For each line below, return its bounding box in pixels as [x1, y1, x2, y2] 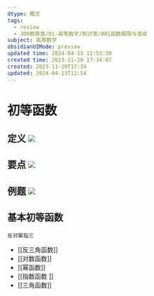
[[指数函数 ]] [17, 272, 54, 280]
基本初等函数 [7, 212, 64, 224]
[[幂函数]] [17, 263, 46, 271]
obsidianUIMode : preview [7, 43, 81, 50]
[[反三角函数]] [17, 245, 59, 254]
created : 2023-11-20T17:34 [7, 63, 87, 70]
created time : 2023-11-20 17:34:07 [7, 57, 112, 64]
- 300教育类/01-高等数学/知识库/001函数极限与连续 [13, 30, 148, 38]
